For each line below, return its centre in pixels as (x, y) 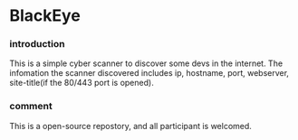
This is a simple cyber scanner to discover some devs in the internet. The (146, 63)
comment (31, 107)
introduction (37, 44)
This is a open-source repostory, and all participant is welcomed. (130, 126)
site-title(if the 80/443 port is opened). (82, 83)
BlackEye (45, 16)
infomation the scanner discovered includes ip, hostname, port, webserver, (149, 73)
